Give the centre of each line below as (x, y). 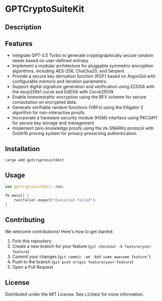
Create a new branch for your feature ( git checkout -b (67, 246)
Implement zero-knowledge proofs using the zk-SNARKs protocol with (83, 128)
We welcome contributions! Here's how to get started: (59, 232)
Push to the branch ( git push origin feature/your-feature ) (73, 262)
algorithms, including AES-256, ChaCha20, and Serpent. (69, 71)
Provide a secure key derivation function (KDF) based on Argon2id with (84, 76)
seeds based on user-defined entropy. (51, 61)
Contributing (25, 220)
